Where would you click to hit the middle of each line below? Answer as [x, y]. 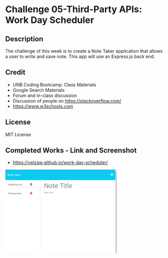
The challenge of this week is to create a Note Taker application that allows [84, 51]
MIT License [18, 134]
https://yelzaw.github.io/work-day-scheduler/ [60, 163]
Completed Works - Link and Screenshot [71, 151]
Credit [15, 72]
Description [24, 39]
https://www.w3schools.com [43, 106]
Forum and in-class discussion [45, 95]
